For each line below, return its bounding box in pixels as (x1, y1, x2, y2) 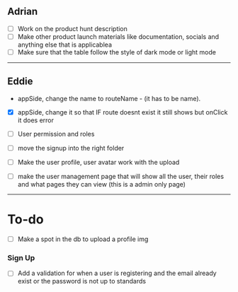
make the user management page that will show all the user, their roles (17, 173, 225, 181)
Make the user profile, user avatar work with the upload (17, 158, 180, 166)
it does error (17, 116, 55, 124)
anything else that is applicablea (17, 40, 112, 49)
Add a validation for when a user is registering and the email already (17, 269, 217, 278)
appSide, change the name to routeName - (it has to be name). (17, 94, 201, 103)
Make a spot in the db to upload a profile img (17, 235, 149, 243)
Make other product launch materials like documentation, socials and (17, 32, 220, 41)
